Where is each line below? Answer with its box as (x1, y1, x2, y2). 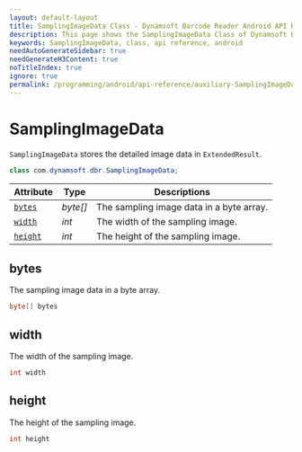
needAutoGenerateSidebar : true (9, 47, 127, 56)
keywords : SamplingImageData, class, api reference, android (9, 38, 244, 48)
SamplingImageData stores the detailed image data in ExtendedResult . (9, 148, 262, 159)
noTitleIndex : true (9, 64, 83, 73)
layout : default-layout (9, 13, 99, 22)
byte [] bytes (9, 302, 58, 311)
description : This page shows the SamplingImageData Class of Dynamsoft (9, 30, 288, 39)
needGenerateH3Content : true (9, 55, 119, 64)
